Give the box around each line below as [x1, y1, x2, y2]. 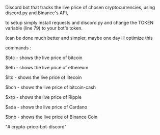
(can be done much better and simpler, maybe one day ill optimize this [5, 35, 153, 41]
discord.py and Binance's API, [5, 10, 68, 16]
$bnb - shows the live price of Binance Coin [5, 114, 98, 120]
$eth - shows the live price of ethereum [5, 65, 89, 70]
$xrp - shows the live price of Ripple [5, 94, 82, 100]
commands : [5, 45, 32, 50]
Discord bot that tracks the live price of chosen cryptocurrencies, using [5, 5, 155, 10]
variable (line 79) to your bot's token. [5, 25, 83, 31]
